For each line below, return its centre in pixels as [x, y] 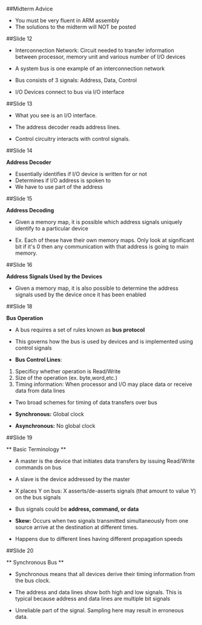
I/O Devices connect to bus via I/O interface [70, 92]
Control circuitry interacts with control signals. [73, 139]
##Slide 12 [19, 38]
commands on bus [38, 467]
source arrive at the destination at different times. [77, 527]
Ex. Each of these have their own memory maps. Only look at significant [105, 240]
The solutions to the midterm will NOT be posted [75, 27]
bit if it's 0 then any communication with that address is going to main [102, 247]
